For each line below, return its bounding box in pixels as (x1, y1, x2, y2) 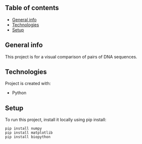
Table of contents (5, 4, 59, 12)
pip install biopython (5, 135, 51, 140)
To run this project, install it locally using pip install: (5, 117, 107, 123)
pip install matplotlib (5, 130, 53, 135)
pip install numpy (5, 126, 42, 131)
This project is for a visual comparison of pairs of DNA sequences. (5, 54, 138, 59)
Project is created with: (5, 81, 51, 86)
